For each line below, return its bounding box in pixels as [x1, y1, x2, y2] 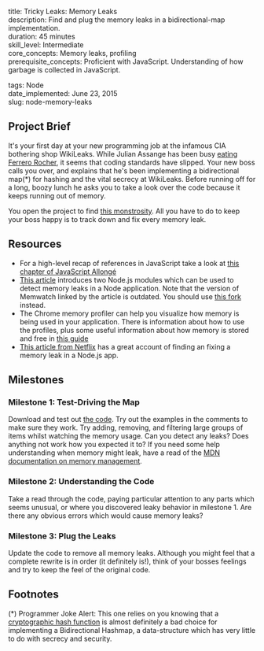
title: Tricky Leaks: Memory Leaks [8, 7, 118, 16]
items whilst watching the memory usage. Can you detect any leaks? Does [8, 431, 249, 441]
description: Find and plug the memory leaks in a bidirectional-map [8, 15, 225, 24]
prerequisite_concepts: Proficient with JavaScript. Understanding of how [8, 57, 244, 66]
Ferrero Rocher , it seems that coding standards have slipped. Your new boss [8, 157, 255, 167]
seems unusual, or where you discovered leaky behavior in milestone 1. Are [8, 502, 252, 512]
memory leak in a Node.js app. [19, 350, 119, 360]
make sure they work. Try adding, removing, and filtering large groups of [8, 423, 244, 432]
